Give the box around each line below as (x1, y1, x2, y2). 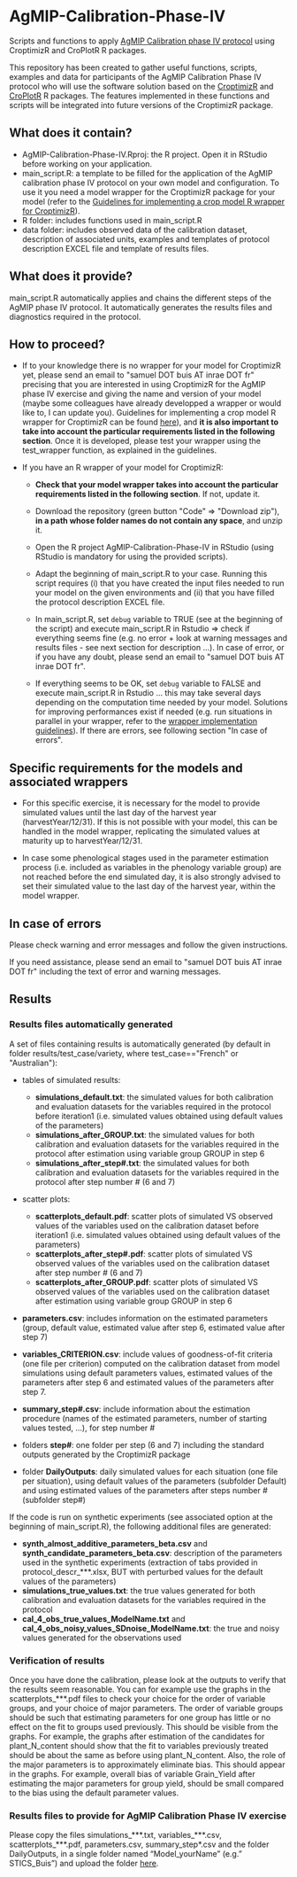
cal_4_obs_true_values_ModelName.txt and (21, 1613, 186, 1624)
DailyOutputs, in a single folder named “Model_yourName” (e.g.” (9, 1849, 243, 1859)
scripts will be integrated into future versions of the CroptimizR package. (9, 99, 274, 110)
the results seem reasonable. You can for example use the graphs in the (9, 1684, 271, 1694)
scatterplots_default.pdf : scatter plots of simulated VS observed (34, 1211, 274, 1221)
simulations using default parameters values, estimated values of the (21, 1367, 273, 1378)
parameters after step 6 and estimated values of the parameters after (21, 1376, 275, 1388)
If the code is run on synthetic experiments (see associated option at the (9, 1511, 274, 1522)
